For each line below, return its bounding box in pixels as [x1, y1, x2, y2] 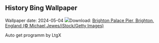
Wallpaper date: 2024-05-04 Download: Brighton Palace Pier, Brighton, [5, 17, 154, 23]
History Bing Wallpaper [5, 4, 78, 12]
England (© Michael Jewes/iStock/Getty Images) [5, 22, 104, 28]
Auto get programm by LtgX [5, 32, 61, 38]
